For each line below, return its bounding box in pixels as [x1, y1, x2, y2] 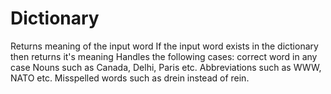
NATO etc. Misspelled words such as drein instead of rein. [10, 72, 250, 84]
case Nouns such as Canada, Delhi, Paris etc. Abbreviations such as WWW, [10, 61, 322, 73]
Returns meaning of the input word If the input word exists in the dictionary [10, 40, 319, 52]
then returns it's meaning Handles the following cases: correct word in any [10, 50, 318, 62]
